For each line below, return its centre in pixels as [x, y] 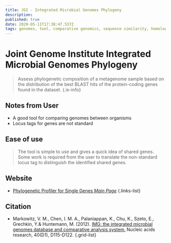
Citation [18, 206]
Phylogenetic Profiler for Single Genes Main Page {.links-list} [77, 191]
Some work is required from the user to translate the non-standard [88, 157]
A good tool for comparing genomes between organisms [72, 118]
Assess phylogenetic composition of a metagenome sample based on [91, 79]
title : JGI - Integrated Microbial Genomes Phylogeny [64, 10]
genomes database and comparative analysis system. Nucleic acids [84, 230]
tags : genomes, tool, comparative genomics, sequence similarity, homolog [86, 29]
